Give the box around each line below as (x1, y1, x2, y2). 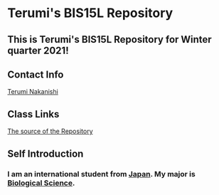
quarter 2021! (7, 44, 69, 56)
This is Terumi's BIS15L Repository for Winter (7, 33, 212, 46)
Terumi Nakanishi (7, 88, 58, 96)
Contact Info (7, 68, 64, 80)
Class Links (7, 108, 60, 120)
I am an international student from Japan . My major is (7, 169, 196, 179)
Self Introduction (7, 147, 84, 159)
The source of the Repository (7, 127, 93, 136)
